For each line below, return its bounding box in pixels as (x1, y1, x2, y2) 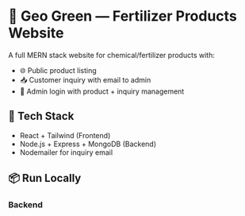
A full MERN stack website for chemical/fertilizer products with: (8, 50, 216, 60)
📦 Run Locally (8, 172, 82, 185)
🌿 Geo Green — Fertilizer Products (8, 7, 238, 25)
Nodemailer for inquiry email (19, 147, 113, 157)
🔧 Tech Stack (8, 110, 75, 123)
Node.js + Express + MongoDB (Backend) (19, 139, 157, 148)
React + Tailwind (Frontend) (19, 130, 111, 140)
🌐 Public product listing (19, 65, 97, 75)
